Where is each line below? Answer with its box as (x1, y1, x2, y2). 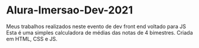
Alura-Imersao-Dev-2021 (6, 4, 133, 17)
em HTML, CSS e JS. (6, 35, 58, 42)
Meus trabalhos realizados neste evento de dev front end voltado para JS (6, 23, 186, 30)
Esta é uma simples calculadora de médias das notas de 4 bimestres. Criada (6, 29, 193, 36)
